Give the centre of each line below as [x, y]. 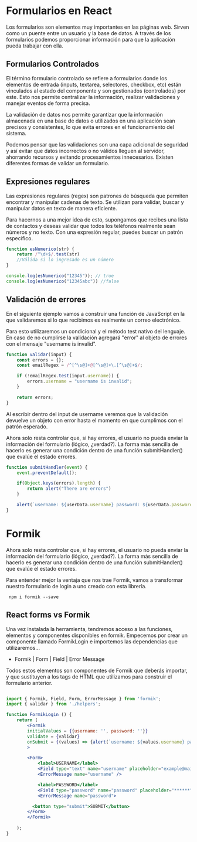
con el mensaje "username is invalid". [51, 343]
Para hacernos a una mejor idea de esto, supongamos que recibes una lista [97, 219]
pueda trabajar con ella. [35, 46]
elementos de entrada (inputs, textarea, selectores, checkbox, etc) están [94, 84]
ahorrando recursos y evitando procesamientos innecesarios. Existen [90, 157]
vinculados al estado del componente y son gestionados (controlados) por [96, 91]
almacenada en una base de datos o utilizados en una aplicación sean [91, 121]
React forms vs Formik [48, 615]
